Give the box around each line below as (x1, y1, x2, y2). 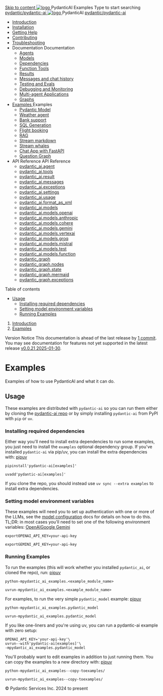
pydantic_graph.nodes (19, 261, 64, 267)
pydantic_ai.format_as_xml (19, 199, 72, 205)
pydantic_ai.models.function (19, 251, 76, 257)
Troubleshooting (12, 40, 45, 46)
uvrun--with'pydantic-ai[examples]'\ (5, 641, 81, 646)
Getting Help (12, 30, 38, 35)
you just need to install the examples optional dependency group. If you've (5, 444, 153, 450)
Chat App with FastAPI (19, 148, 65, 154)
